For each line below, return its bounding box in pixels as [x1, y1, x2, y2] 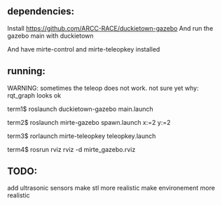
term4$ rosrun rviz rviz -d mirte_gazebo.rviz [7, 145, 136, 153]
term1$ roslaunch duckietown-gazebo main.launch [7, 105, 154, 113]
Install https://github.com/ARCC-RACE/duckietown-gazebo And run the [7, 24, 214, 32]
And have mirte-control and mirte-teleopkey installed [7, 45, 160, 53]
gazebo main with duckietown [7, 31, 94, 40]
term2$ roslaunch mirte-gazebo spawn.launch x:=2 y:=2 [7, 118, 171, 126]
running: [7, 66, 46, 77]
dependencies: [7, 6, 75, 17]
